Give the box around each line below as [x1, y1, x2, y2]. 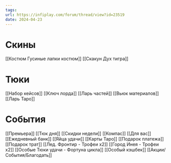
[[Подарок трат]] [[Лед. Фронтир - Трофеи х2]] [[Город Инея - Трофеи [5, 141, 159, 148]
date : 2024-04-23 [5, 17, 42, 22]
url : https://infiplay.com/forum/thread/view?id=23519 [5, 12, 125, 17]
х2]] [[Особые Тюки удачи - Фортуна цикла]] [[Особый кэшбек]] [5, 147, 146, 153]
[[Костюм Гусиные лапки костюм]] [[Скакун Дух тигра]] [5, 56, 129, 62]
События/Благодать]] [5, 152, 52, 158]
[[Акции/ [147, 147, 166, 153]
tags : [5, 7, 17, 13]
